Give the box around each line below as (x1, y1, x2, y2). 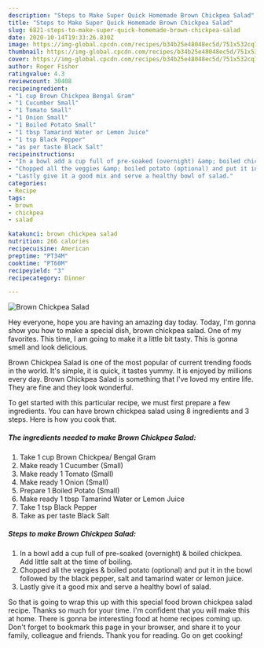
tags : (8, 194, 26, 202)
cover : (8, 56, 30, 64)
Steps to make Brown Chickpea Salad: (8, 529, 136, 538)
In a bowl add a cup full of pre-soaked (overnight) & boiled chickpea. (19, 549, 243, 558)
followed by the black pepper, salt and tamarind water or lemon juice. (19, 574, 244, 584)
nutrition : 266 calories (8, 237, 90, 246)
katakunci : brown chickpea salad (8, 230, 118, 238)
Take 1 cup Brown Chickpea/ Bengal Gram (19, 452, 156, 462)
